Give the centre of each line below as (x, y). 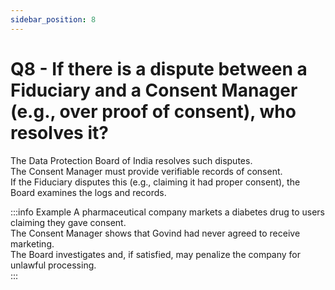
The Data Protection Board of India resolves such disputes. (131, 160)
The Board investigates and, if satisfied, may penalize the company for (156, 254)
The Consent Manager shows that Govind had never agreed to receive (155, 233)
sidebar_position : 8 (53, 19)
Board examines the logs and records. (88, 192)
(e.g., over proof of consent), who (153, 111)
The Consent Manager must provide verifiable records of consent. (146, 171)
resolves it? (59, 132)
